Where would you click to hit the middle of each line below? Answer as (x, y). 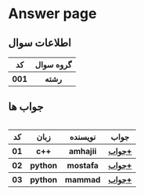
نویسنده (83, 137)
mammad (83, 179)
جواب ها (26, 107)
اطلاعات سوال (40, 43)
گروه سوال (53, 65)
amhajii (83, 151)
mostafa (83, 165)
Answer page (52, 14)
